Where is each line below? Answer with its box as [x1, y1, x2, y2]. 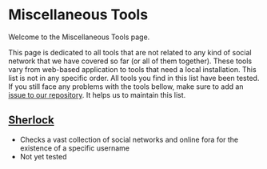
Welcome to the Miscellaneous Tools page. [8, 32, 150, 42]
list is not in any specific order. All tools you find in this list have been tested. [8, 73, 260, 82]
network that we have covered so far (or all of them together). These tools [8, 56, 253, 66]
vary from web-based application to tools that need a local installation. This [8, 64, 257, 74]
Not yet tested [19, 151, 67, 161]
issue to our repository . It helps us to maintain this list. [8, 90, 186, 99]
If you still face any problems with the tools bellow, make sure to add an [8, 82, 244, 91]
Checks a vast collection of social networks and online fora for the [19, 135, 239, 144]
